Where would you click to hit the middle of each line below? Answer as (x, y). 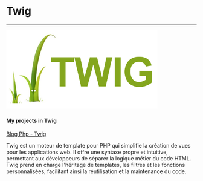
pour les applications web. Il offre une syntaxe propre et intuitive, (87, 152)
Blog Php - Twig (26, 134)
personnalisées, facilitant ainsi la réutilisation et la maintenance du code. (96, 171)
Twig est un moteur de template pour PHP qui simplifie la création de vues (99, 146)
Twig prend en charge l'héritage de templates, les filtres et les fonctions (96, 165)
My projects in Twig (32, 120)
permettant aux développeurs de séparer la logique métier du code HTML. (99, 159)
